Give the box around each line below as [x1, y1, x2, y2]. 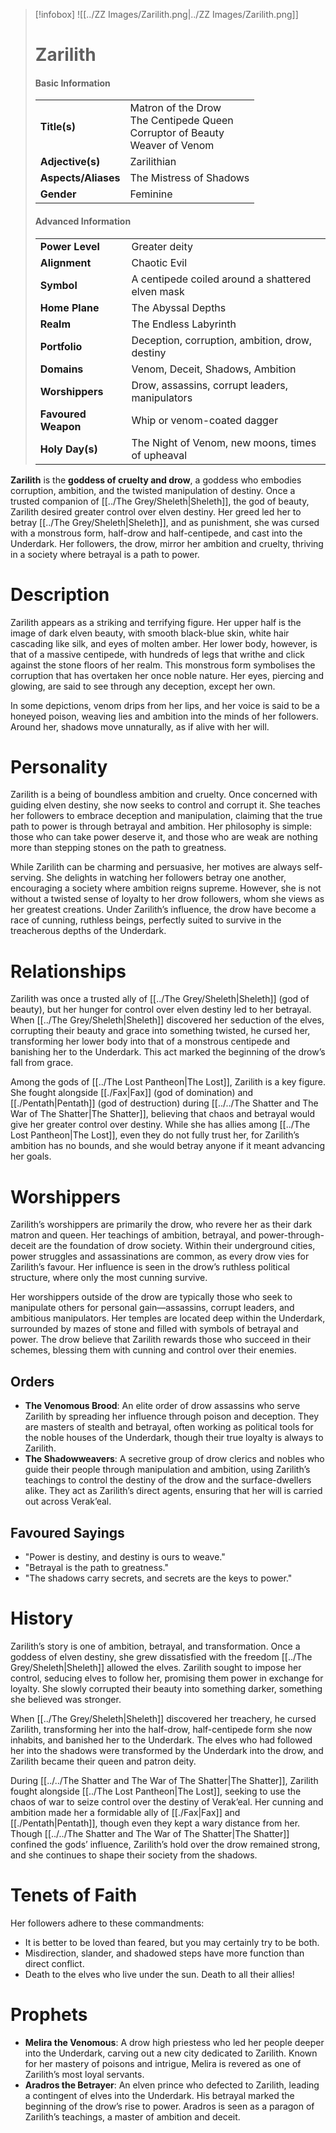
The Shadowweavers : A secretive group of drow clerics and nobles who [24, 1453, 325, 1465]
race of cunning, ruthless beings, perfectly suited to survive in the [10, 914, 282, 926]
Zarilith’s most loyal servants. [24, 2068, 145, 2080]
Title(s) [39, 120, 77, 134]
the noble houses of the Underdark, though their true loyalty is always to [24, 1432, 324, 1444]
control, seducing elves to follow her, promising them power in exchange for [10, 1672, 324, 1684]
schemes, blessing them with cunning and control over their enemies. [10, 1344, 297, 1356]
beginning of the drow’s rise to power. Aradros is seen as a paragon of [24, 2100, 315, 2112]
